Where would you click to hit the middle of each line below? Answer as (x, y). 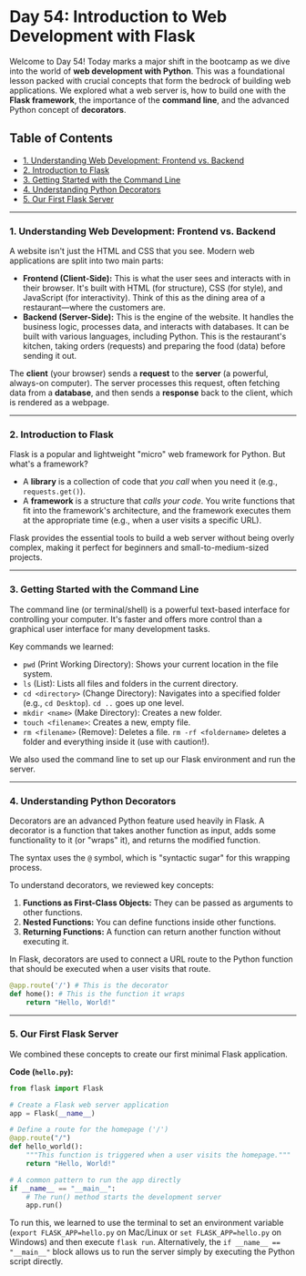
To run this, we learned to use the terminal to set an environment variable (147, 1223)
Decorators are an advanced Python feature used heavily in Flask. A (137, 821)
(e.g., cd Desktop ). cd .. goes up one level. (103, 702)
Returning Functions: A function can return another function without (152, 932)
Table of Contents (61, 138)
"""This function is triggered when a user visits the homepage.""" (158, 1155)
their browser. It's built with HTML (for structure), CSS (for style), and (153, 288)
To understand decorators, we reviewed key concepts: (112, 884)
